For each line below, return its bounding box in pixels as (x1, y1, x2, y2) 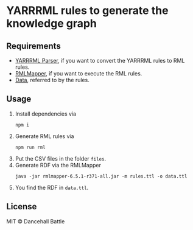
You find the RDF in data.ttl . (15, 184, 89, 191)
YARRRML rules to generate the (6, 4, 169, 18)
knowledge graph (6, 16, 97, 30)
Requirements (6, 41, 61, 51)
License (6, 201, 37, 212)
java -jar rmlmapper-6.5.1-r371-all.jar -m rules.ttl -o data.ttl (15, 173, 188, 179)
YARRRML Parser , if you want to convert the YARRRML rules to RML (15, 57, 185, 64)
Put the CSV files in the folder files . (15, 155, 107, 162)
